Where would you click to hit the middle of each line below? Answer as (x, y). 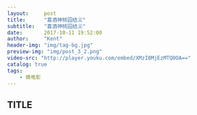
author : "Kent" (35, 39)
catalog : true (27, 64)
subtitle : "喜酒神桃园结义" (47, 26)
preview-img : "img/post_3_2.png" (55, 52)
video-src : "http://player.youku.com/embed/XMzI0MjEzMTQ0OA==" (99, 58)
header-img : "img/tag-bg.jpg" (50, 45)
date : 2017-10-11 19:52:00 (55, 33)
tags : (15, 71)
